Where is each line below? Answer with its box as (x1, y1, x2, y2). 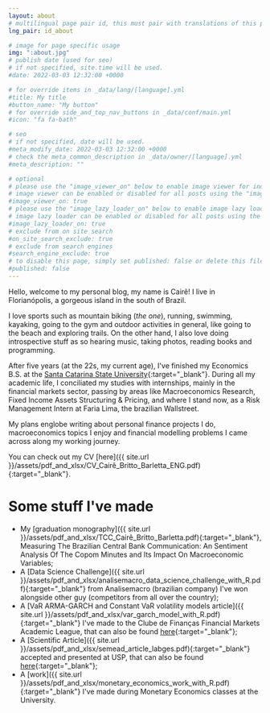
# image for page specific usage (8, 41, 121, 49)
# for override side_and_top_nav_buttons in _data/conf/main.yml (8, 108, 231, 117)
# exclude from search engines (8, 243, 113, 251)
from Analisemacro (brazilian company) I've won (87, 583, 248, 593)
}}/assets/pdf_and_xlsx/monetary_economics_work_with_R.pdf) (19, 678, 231, 687)
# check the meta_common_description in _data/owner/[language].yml (8, 152, 243, 161)
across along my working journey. (8, 436, 121, 446)
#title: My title (8, 93, 67, 102)
